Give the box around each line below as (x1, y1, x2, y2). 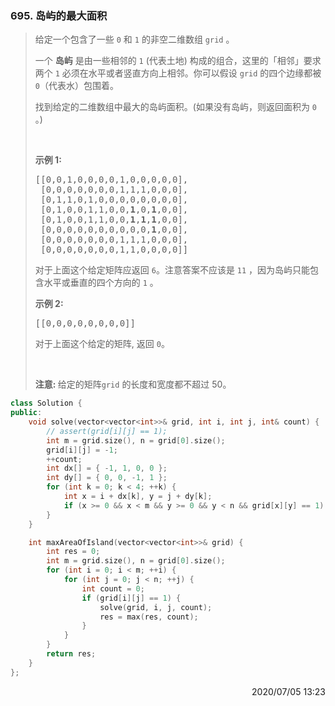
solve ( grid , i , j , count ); (99, 602, 213, 612)
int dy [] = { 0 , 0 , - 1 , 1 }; (46, 473, 168, 483)
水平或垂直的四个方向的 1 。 (43, 277, 159, 289)
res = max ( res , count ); (99, 612, 199, 622)
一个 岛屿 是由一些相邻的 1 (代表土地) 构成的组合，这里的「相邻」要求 (34, 55, 322, 67)
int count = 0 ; (81, 583, 145, 594)
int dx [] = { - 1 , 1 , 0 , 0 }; (46, 463, 168, 474)
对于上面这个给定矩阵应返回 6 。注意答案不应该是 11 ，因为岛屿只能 (34, 264, 311, 276)
